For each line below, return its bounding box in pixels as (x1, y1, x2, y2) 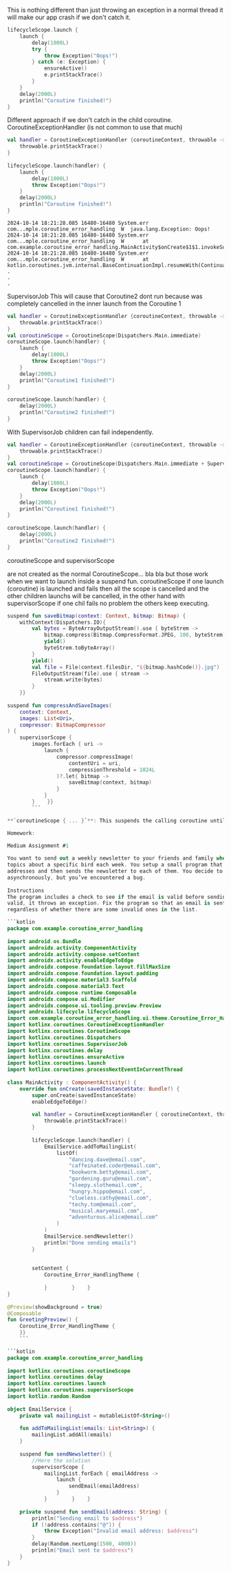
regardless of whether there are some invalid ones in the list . (7, 907, 198, 913)
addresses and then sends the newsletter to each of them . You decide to (7, 868, 223, 875)
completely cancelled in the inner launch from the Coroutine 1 (7, 299, 181, 308)
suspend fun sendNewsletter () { (19, 1450, 112, 1458)
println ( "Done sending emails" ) (43, 1239, 137, 1246)
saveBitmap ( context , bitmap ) (68, 779, 153, 786)
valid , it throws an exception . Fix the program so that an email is (7, 900, 211, 907)
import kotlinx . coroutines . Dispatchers (7, 1034, 122, 1041)
